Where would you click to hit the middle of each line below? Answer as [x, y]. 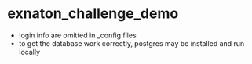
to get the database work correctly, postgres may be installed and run [131, 43]
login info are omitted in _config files [77, 35]
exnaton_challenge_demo [93, 14]
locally [29, 52]
